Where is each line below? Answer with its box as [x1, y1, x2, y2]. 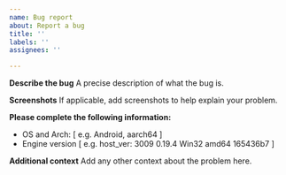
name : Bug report [9, 12, 73, 22]
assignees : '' [9, 46, 62, 55]
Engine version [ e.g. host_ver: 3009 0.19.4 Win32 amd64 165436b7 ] [21, 139, 274, 149]
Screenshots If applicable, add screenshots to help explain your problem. [9, 95, 278, 106]
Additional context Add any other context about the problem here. [9, 156, 252, 166]
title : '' [9, 29, 46, 38]
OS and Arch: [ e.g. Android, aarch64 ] [21, 129, 163, 140]
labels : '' [9, 37, 50, 47]
